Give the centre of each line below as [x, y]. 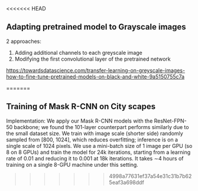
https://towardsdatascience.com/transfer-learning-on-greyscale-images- [95, 70]
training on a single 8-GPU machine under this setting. [72, 164]
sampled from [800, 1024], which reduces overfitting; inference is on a [92, 139]
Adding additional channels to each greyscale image [79, 52]
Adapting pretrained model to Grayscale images [96, 27]
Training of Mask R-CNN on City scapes [81, 106]
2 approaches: [24, 41]
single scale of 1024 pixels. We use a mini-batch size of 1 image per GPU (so [99, 146]
